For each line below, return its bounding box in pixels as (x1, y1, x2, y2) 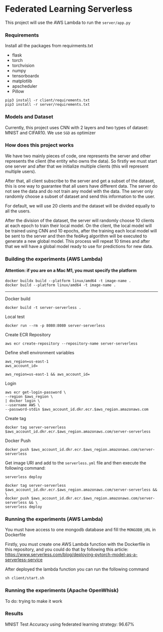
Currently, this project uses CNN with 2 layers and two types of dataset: (5, 124, 149, 130)
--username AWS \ (5, 402, 40, 407)
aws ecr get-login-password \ (5, 390, 66, 395)
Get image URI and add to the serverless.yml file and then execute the (5, 460, 147, 466)
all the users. (5, 208, 31, 214)
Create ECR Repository (5, 331, 51, 337)
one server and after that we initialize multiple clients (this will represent (5, 163, 149, 169)
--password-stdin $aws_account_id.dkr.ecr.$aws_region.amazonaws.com (5, 407, 149, 412)
